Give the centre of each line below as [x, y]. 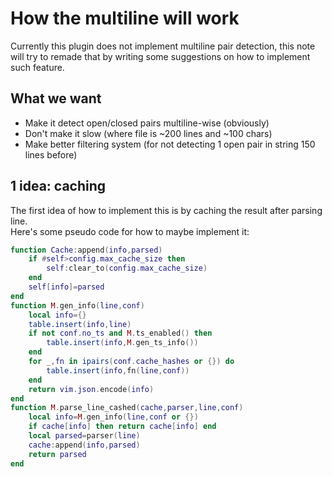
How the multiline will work [125, 18]
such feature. [37, 67]
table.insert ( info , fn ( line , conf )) [118, 370]
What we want [56, 98]
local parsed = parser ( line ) [84, 436]
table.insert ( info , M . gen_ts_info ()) [122, 343]
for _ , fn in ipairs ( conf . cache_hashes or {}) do [131, 362]
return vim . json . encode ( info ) [91, 389]
